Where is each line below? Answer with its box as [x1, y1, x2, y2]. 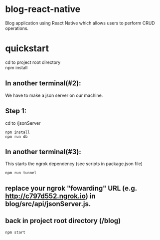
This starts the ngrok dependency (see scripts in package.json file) [5, 161, 143, 167]
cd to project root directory [5, 59, 61, 65]
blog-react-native [5, 3, 81, 15]
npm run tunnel [5, 171, 37, 176]
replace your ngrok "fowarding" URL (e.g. [5, 184, 137, 193]
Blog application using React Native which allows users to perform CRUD [5, 20, 156, 26]
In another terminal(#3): [5, 147, 81, 156]
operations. [5, 25, 29, 31]
